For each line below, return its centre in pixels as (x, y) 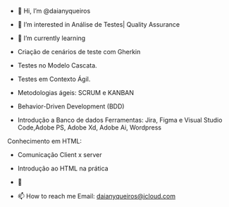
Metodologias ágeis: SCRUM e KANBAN (76, 93)
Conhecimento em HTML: (45, 141)
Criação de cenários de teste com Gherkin (79, 52)
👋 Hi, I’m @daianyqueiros (54, 11)
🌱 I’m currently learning (51, 38)
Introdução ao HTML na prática (63, 168)
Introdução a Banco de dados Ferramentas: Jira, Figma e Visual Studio (120, 120)
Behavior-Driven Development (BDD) (71, 106)
